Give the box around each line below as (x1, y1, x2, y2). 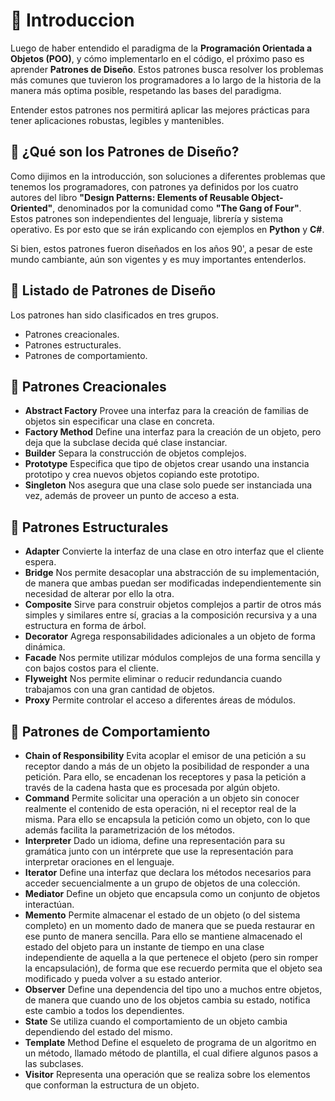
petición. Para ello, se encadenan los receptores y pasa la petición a (24, 771, 307, 783)
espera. (24, 556, 57, 568)
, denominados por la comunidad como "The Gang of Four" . (52, 202, 302, 214)
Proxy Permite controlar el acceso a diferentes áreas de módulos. (24, 694, 296, 706)
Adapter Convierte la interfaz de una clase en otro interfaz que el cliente (24, 545, 325, 558)
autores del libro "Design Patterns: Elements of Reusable (10, 191, 250, 203)
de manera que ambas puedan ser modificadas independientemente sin (24, 577, 322, 589)
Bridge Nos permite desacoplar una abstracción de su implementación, (24, 567, 320, 579)
